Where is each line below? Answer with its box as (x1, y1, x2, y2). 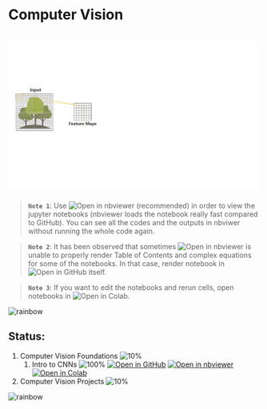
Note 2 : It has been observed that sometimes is (27, 241, 252, 251)
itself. (88, 267, 106, 276)
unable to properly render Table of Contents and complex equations (27, 250, 252, 260)
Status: (8, 330, 46, 343)
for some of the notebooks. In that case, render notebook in (27, 258, 225, 268)
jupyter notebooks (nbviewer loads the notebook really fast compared (27, 209, 258, 219)
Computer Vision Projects (19, 376, 105, 386)
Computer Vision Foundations (19, 351, 118, 360)
